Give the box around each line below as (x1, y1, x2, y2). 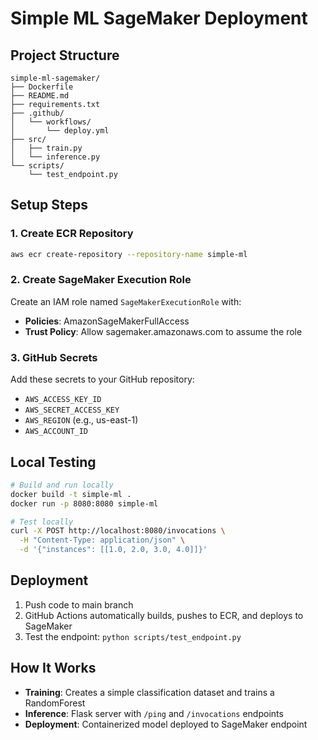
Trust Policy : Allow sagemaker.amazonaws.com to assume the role (24, 325, 303, 337)
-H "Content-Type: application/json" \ (19, 535, 186, 546)
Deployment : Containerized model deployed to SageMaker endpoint (24, 718, 308, 730)
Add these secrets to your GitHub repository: (10, 373, 195, 386)
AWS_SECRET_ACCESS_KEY (24, 405, 120, 416)
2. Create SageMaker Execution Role (10, 273, 192, 287)
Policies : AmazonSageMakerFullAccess (24, 315, 190, 327)
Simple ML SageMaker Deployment (10, 7, 308, 30)
